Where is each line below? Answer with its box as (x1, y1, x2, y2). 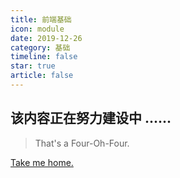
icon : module (10, 24, 65, 34)
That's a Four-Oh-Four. (34, 137, 130, 149)
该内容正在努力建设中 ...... (10, 110, 172, 127)
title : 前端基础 (10, 14, 72, 25)
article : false (10, 71, 74, 81)
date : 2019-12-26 (10, 33, 83, 43)
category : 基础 (10, 42, 71, 53)
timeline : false (10, 52, 78, 62)
